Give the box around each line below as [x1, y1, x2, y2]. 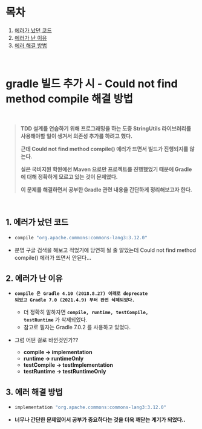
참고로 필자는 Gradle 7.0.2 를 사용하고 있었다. [23, 324, 131, 331]
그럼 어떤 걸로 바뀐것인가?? [14, 337, 79, 344]
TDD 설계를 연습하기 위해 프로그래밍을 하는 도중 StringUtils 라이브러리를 [20, 124, 192, 132]
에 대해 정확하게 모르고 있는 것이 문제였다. [20, 173, 119, 180]
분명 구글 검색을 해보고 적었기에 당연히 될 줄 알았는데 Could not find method [14, 246, 197, 254]
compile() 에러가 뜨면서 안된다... [14, 254, 92, 261]
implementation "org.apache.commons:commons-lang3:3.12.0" [14, 404, 167, 411]
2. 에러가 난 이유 [5, 273, 63, 283]
